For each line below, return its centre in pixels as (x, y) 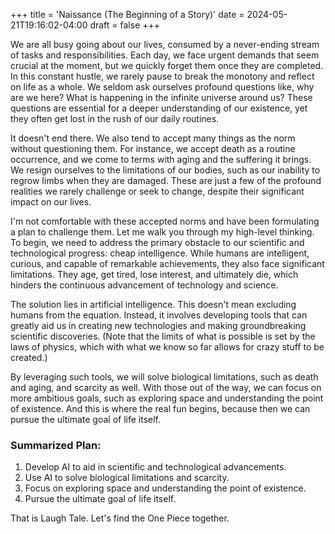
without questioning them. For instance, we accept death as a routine (153, 148)
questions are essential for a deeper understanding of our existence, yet (159, 108)
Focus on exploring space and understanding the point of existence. (165, 488)
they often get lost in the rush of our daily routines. (115, 118)
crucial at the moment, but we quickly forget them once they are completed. (167, 65)
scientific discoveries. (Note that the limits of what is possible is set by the (163, 336)
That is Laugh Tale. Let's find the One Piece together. (120, 518)
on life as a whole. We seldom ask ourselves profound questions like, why (162, 87)
